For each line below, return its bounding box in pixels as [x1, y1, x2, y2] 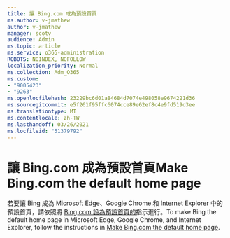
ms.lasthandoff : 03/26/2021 [7, 120, 89, 128]
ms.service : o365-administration [7, 50, 105, 57]
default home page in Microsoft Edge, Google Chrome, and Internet [7, 216, 201, 224]
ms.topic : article [7, 43, 61, 50]
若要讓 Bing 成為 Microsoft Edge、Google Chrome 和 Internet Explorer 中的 [7, 199, 223, 207]
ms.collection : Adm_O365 [7, 69, 80, 76]
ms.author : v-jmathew [7, 17, 71, 24]
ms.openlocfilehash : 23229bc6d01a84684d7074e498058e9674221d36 [7, 95, 196, 102]
